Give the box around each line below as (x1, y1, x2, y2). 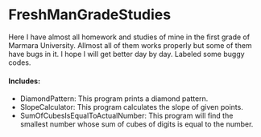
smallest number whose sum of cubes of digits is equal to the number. (19, 119, 254, 129)
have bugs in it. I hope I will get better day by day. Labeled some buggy (8, 49, 245, 58)
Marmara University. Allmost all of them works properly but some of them (8, 40, 252, 50)
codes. (8, 58, 31, 67)
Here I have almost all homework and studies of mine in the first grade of (8, 32, 251, 42)
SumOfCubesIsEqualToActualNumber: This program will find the (19, 111, 234, 121)
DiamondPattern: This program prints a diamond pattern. (19, 94, 209, 103)
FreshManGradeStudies (8, 6, 172, 24)
